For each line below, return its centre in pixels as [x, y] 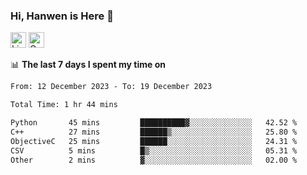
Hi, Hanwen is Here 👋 [62, 16]
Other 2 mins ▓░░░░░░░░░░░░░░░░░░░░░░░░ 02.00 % [154, 160]
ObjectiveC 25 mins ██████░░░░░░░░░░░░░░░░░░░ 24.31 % [154, 141]
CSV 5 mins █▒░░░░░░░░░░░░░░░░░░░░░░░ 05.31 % [154, 150]
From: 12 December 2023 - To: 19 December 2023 [111, 87]
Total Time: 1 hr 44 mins [64, 105]
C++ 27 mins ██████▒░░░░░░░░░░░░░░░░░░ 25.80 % [154, 132]
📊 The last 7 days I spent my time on [88, 65]
